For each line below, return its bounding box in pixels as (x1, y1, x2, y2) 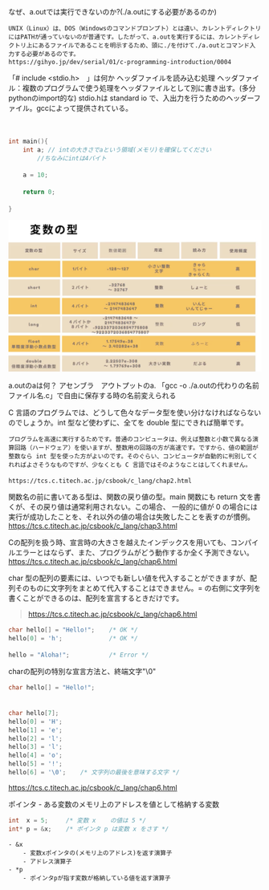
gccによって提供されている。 (35, 104, 133, 112)
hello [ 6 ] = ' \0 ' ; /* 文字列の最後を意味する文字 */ (8, 769, 180, 777)
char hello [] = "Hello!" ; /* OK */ (8, 625, 138, 634)
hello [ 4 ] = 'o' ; (8, 751, 63, 760)
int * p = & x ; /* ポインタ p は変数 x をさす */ (8, 825, 169, 833)
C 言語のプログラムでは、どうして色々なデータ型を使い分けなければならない (8, 408, 262, 417)
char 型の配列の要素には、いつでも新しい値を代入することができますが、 (8, 573, 251, 583)
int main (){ (8, 137, 48, 145)
